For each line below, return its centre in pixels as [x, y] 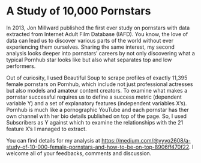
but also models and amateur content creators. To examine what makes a [97, 90]
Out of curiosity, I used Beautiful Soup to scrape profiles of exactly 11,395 [97, 78]
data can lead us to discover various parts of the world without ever [90, 40]
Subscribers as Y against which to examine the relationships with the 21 [95, 122]
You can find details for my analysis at [53, 140]
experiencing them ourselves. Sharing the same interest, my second [91, 47]
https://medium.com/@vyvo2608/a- [146, 140]
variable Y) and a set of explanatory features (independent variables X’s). [97, 103]
